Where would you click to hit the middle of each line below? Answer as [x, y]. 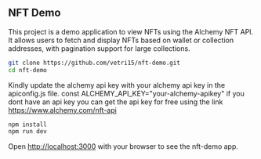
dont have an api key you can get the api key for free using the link [116, 102]
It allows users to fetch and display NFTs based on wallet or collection [121, 40]
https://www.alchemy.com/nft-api [63, 110]
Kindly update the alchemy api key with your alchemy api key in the [117, 85]
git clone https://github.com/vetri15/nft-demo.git [94, 63]
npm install [27, 125]
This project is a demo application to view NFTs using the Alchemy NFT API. [131, 31]
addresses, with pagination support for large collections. [99, 48]
